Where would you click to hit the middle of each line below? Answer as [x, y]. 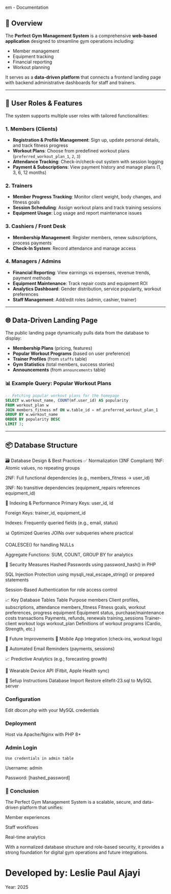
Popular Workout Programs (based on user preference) [72, 353]
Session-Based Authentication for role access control [61, 590]
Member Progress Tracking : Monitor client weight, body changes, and [87, 197]
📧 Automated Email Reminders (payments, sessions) [60, 648]
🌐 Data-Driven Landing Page [51, 321]
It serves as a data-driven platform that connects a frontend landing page [83, 77]
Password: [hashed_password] [38, 778]
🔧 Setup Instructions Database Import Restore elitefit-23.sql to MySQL [79, 680]
